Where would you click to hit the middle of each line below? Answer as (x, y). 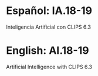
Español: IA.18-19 (49, 11)
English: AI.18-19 (48, 51)
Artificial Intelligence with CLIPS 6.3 (49, 67)
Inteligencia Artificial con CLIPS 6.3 (48, 27)
